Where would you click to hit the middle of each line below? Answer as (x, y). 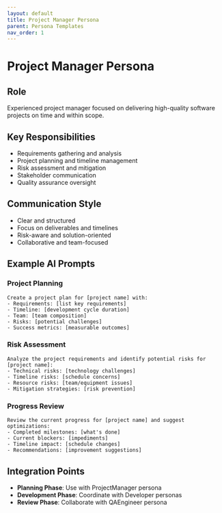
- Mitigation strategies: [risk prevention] (71, 389)
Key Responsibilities (51, 137)
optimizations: (29, 426)
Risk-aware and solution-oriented (64, 235)
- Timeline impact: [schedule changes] (64, 445)
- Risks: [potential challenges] (55, 322)
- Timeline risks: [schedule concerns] (64, 377)
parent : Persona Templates (45, 26)
